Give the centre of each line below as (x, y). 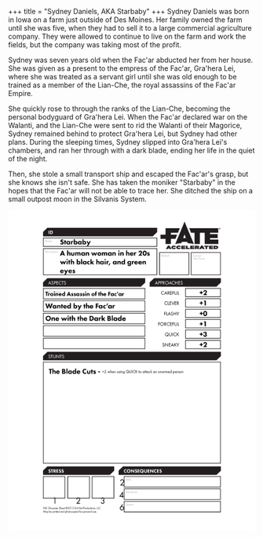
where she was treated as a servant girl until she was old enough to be (122, 77)
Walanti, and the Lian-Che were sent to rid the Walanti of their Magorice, (125, 125)
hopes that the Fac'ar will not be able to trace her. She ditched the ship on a (131, 191)
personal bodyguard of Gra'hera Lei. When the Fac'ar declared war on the (128, 117)
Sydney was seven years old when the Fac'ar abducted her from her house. (131, 60)
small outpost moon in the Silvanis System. (77, 199)
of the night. (28, 159)
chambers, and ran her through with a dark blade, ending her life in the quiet (131, 150)
